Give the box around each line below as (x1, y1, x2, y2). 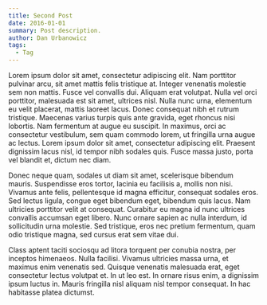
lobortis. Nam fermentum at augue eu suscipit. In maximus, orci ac (8, 121, 226, 131)
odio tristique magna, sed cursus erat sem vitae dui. (8, 230, 179, 239)
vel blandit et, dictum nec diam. (8, 155, 112, 164)
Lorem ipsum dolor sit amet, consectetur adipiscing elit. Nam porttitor (8, 71, 237, 80)
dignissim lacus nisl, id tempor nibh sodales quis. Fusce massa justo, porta (8, 147, 253, 156)
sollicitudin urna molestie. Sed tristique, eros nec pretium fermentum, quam (8, 221, 256, 231)
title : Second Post (8, 11, 73, 20)
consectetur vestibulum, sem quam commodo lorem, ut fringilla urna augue (8, 130, 256, 139)
